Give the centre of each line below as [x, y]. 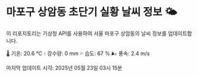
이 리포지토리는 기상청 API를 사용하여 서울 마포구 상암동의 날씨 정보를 [87, 33]
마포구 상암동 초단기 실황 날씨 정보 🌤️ [92, 12]
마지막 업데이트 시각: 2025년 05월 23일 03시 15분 [64, 68]
